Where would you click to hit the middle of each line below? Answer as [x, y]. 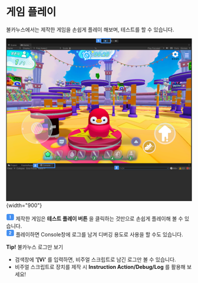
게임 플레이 [31, 12]
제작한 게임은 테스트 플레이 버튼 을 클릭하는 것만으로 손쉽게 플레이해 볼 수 [100, 218]
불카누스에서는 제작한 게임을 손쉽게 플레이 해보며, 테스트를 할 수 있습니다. [90, 29]
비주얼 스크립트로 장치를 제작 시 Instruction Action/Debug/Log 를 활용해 [100, 266]
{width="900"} [24, 205]
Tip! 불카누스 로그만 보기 [35, 247]
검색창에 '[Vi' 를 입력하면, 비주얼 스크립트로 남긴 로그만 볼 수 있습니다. [95, 259]
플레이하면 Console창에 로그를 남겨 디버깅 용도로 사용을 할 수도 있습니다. [100, 234]
